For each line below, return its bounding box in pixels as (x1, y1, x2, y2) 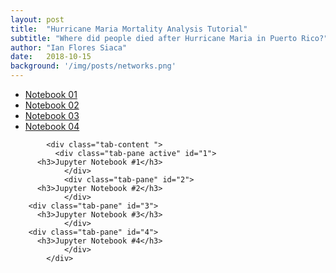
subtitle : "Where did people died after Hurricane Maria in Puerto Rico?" (10, 33, 329, 43)
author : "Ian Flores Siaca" (10, 42, 128, 53)
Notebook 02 (24, 99, 80, 111)
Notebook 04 (24, 121, 80, 132)
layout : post (10, 14, 65, 25)
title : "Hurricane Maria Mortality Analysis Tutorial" (10, 24, 248, 34)
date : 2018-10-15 (10, 52, 92, 62)
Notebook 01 (24, 89, 78, 100)
